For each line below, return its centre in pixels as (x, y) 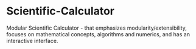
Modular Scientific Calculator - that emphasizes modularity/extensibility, (97, 28)
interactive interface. (32, 41)
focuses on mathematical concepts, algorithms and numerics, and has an (98, 34)
